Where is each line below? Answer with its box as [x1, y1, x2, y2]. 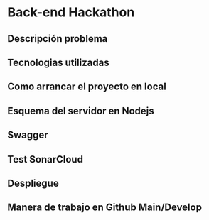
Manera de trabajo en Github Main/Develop [7, 202, 203, 214]
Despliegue [7, 177, 59, 189]
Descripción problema [7, 33, 108, 45]
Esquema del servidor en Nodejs [7, 104, 154, 117]
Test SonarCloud [7, 153, 84, 165]
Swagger [7, 129, 48, 141]
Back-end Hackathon [7, 4, 135, 21]
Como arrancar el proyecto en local [7, 81, 167, 93]
